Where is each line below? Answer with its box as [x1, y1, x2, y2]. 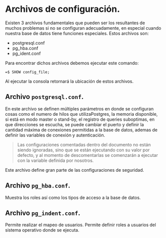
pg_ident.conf [12, 50, 41, 56]
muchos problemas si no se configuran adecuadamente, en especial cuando [5, 25, 162, 31]
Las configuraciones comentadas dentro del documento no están [17, 142, 151, 147]
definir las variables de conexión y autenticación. [5, 132, 106, 138]
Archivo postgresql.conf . [5, 93, 84, 101]
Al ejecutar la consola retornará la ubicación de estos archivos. [5, 78, 134, 84]
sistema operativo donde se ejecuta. [5, 227, 79, 233]
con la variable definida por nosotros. [17, 157, 94, 163]
